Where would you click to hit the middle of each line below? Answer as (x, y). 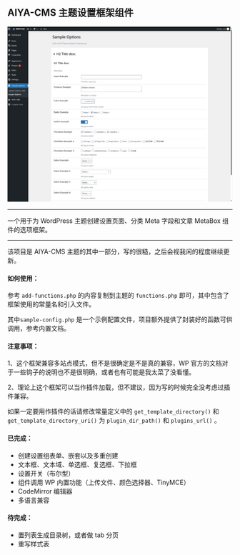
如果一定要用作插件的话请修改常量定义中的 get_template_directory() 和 (113, 411)
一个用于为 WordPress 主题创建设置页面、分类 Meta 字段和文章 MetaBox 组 (118, 221)
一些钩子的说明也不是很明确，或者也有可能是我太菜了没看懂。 (104, 372)
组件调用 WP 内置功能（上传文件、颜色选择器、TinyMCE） (104, 482)
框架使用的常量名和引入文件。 (51, 304)
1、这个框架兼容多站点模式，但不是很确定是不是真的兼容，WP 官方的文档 (115, 364)
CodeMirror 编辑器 (45, 491)
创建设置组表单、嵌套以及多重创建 (68, 455)
